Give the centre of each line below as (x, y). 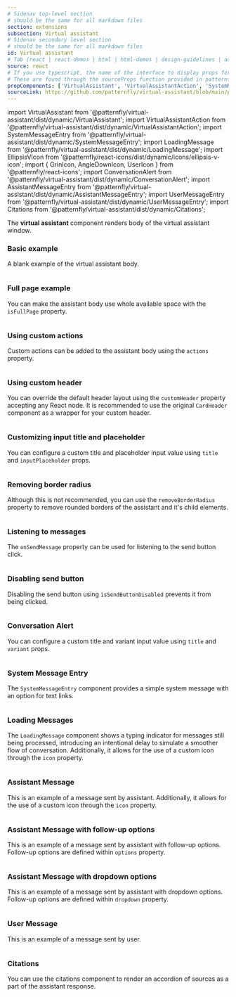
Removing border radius (49, 484)
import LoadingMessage (179, 142)
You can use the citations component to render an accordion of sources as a (118, 979)
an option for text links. (40, 696)
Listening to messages (47, 532)
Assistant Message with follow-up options (81, 829)
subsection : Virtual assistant (53, 33)
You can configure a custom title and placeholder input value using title (113, 452)
